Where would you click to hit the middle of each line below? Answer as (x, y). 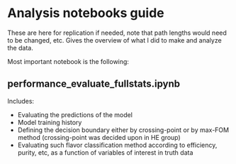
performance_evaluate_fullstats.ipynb (94, 84)
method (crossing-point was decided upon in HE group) (99, 137)
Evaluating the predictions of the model (75, 114)
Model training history (50, 122)
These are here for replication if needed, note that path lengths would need (117, 33)
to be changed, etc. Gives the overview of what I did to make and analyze (114, 40)
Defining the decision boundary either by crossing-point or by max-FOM (123, 130)
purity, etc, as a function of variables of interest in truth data (105, 152)
